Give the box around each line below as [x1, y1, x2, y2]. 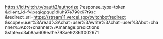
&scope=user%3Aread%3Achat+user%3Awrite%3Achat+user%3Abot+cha [5, 19, 159, 25]
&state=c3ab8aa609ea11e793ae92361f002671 [5, 30, 99, 35]
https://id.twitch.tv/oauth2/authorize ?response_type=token [5, 4, 126, 10]
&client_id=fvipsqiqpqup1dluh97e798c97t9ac [5, 9, 96, 15]
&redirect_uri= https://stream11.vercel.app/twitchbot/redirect [5, 14, 126, 20]
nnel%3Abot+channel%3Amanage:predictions [5, 25, 99, 30]
